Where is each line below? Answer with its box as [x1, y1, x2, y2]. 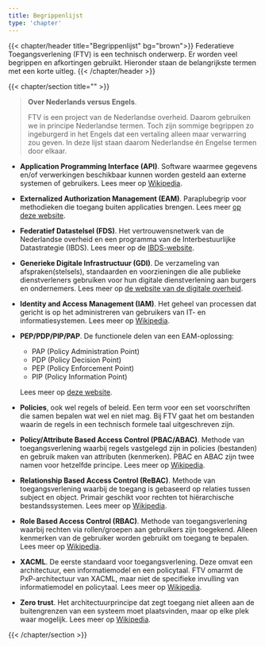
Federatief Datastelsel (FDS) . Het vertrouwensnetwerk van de [19, 225, 225, 235]
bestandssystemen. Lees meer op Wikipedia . [19, 501, 167, 510]
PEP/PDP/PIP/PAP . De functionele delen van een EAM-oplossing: [19, 331, 234, 341]
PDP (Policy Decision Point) [31, 355, 121, 364]
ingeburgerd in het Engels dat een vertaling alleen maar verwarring [27, 129, 247, 139]
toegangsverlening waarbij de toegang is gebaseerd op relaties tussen [19, 483, 251, 493]
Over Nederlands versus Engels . [27, 97, 137, 106]
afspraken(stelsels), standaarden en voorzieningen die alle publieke [19, 267, 241, 276]
